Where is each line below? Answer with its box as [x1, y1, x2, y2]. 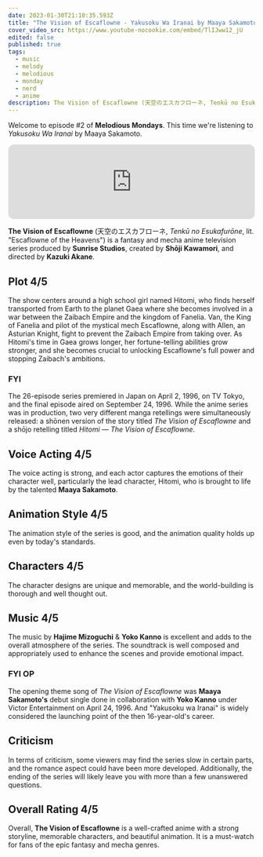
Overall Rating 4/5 [8, 802, 99, 816]
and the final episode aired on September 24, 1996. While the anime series [8, 399, 249, 409]
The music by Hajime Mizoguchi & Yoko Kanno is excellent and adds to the [8, 633, 252, 642]
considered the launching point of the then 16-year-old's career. [8, 711, 215, 720]
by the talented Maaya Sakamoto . [8, 485, 118, 494]
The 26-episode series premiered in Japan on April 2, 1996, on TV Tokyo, [8, 392, 245, 401]
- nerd [15, 84, 37, 93]
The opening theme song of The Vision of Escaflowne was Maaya [8, 686, 222, 695]
